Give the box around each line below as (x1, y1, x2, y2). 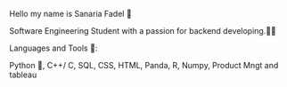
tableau (9, 69, 37, 80)
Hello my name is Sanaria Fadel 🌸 (9, 9, 132, 19)
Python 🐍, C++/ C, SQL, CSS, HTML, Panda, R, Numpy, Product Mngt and (9, 60, 279, 70)
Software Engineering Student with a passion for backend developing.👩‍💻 (9, 26, 276, 36)
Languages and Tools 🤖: (9, 43, 98, 53)
